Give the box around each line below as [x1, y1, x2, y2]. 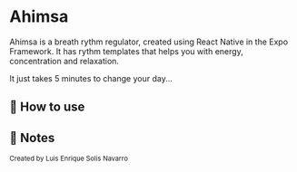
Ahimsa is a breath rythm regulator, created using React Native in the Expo [9, 36, 289, 47]
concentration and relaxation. [9, 55, 120, 66]
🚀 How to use [9, 100, 85, 115]
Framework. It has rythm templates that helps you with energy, [9, 45, 243, 56]
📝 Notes [9, 129, 55, 146]
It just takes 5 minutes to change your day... [9, 72, 173, 83]
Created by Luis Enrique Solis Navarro [9, 154, 129, 164]
